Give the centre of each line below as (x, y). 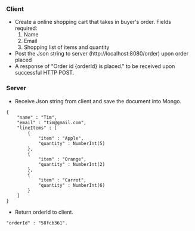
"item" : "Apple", (61, 138)
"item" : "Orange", (62, 159)
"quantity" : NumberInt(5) (72, 143)
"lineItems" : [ (37, 128)
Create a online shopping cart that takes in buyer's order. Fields (93, 22)
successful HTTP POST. (44, 73)
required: (26, 28)
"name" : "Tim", (37, 117)
